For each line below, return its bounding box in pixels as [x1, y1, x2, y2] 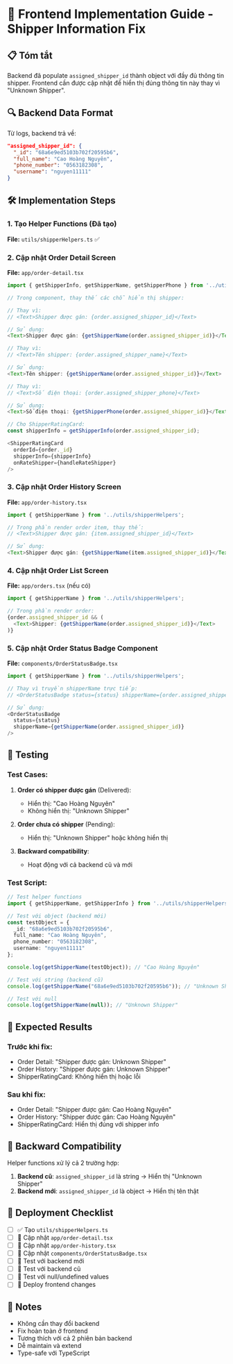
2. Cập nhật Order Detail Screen [7, 253, 116, 263]
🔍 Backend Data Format [7, 107, 113, 119]
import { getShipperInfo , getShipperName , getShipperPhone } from [7, 282, 203, 289]
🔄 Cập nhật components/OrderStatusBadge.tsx [17, 1249, 148, 1258]
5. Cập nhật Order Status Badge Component [7, 643, 158, 653]
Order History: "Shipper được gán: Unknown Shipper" [17, 1065, 171, 1073]
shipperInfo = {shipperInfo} [13, 453, 92, 460]
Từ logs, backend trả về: [7, 128, 76, 138]
